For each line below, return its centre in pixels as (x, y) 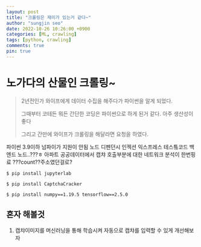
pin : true (19, 51)
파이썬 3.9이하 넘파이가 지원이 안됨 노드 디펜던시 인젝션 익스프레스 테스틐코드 (97, 147)
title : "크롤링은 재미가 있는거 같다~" (49, 18)
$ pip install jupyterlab (39, 173)
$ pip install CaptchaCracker (44, 184)
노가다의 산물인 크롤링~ (61, 83)
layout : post (23, 12)
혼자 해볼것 (26, 215)
